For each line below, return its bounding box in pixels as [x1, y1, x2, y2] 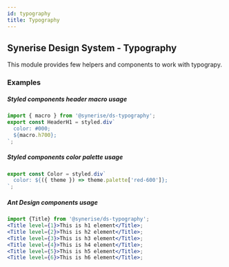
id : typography [7, 10, 51, 17]
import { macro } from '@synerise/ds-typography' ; [7, 112, 156, 120]
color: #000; [13, 125, 51, 132]
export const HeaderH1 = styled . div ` [7, 119, 116, 126]
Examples [7, 77, 41, 87]
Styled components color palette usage [7, 153, 123, 161]
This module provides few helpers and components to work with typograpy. [7, 60, 223, 69]
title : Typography [7, 17, 60, 24]
